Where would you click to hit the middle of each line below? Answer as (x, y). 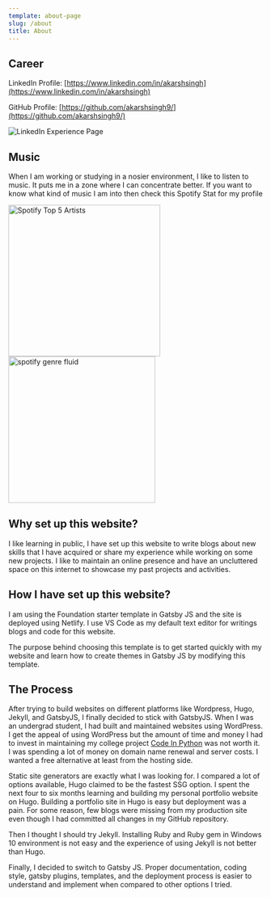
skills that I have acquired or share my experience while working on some (131, 552)
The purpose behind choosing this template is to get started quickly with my (135, 646)
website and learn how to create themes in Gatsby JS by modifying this (127, 655)
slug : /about (30, 23)
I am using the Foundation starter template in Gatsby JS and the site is (125, 614)
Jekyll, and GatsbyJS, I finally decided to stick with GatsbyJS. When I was (131, 718)
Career (26, 63)
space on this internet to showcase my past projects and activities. (120, 569)
